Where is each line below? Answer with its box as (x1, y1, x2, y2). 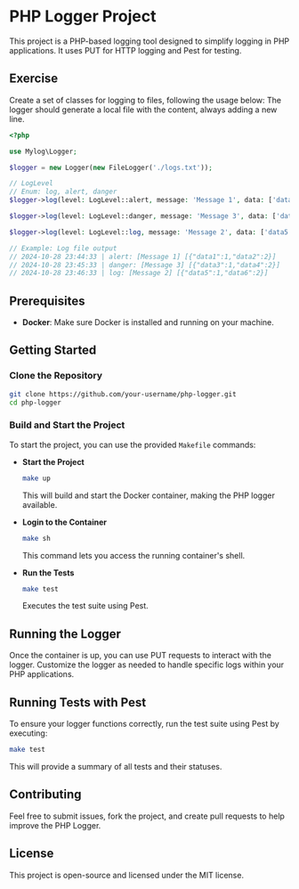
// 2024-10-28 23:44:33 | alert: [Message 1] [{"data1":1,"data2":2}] (9, 252, 277, 261)
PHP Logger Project (9, 6, 157, 27)
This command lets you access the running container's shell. (21, 550, 246, 560)
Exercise (9, 71, 59, 86)
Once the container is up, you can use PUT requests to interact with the (9, 650, 272, 661)
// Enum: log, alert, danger (9, 187, 117, 197)
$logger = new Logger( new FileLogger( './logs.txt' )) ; (9, 163, 214, 172)
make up (21, 474, 51, 483)
